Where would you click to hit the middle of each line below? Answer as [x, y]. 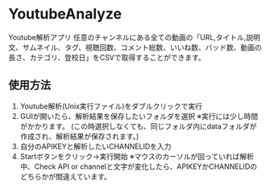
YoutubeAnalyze [65, 14]
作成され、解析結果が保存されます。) [79, 136]
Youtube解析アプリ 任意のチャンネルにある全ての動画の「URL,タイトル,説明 [134, 37]
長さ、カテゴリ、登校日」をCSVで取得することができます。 [107, 57]
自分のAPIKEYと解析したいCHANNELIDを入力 [96, 146]
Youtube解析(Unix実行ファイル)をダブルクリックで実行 [111, 106]
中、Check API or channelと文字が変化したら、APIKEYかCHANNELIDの [139, 166]
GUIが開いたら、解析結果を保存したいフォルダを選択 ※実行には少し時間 [139, 116]
